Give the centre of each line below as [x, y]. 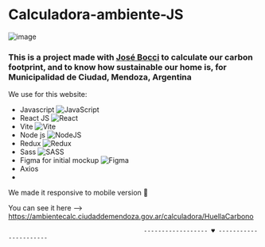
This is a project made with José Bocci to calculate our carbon [131, 57]
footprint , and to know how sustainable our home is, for [117, 67]
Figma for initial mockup [59, 160]
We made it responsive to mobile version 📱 [78, 193]
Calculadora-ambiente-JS [96, 15]
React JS [35, 118]
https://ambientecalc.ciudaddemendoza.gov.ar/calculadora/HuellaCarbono [131, 217]
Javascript [37, 110]
